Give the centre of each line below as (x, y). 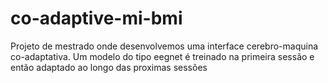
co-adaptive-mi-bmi (96, 18)
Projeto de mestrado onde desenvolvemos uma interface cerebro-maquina (164, 46)
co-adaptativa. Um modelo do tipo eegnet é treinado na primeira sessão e (162, 56)
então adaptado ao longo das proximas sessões (109, 67)
